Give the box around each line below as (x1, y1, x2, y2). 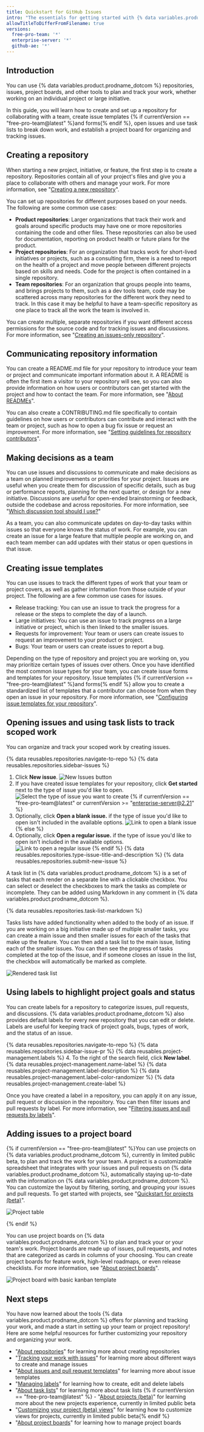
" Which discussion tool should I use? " (6, 508, 101, 515)
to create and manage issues (15, 1361, 88, 1368)
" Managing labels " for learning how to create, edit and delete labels (15, 1380, 185, 1388)
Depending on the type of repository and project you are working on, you (6, 654, 189, 662)
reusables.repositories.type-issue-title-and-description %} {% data (15, 851, 184, 858)
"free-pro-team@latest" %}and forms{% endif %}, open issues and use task (6, 119, 198, 127)
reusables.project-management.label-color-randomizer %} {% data (6, 1073, 175, 1080)
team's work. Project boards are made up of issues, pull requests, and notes (6, 1245, 197, 1252)
